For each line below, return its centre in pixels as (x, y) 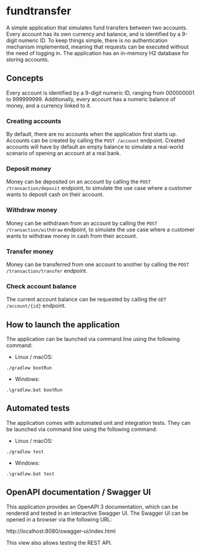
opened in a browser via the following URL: (59, 519)
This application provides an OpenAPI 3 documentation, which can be (92, 506)
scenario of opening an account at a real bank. (64, 153)
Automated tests (38, 408)
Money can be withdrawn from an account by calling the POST (82, 223)
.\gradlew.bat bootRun (34, 390)
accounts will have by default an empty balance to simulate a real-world (95, 147)
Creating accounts (34, 121)
